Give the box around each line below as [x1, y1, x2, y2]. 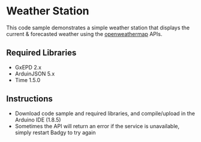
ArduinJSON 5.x [14, 70, 55, 77]
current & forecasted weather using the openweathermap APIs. [6, 30, 163, 37]
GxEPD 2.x [14, 64, 42, 71]
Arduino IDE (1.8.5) [14, 116, 61, 123]
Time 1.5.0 [14, 76, 41, 83]
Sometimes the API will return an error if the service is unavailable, [14, 122, 180, 129]
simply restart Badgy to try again [14, 129, 96, 136]
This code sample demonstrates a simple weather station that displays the [6, 24, 190, 31]
